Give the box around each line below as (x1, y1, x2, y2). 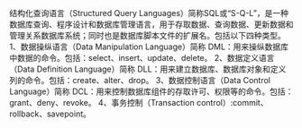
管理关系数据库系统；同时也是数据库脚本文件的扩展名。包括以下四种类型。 (9, 30, 286, 40)
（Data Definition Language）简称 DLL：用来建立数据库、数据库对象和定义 (9, 64, 287, 74)
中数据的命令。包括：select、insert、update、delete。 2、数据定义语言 (9, 53, 275, 63)
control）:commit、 (197, 98, 269, 107)
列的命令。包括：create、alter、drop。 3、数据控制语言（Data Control (9, 75, 271, 85)
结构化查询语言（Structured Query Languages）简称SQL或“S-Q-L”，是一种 (9, 8, 288, 18)
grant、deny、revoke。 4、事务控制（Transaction (9, 98, 196, 107)
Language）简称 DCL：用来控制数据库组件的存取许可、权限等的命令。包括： (9, 86, 294, 97)
